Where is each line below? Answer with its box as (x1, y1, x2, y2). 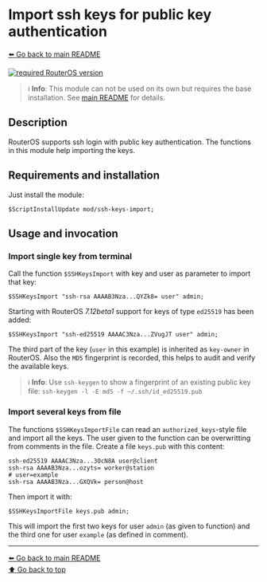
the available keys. (8, 361, 69, 372)
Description (8, 116, 68, 129)
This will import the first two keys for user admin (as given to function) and (8, 521, 250, 531)
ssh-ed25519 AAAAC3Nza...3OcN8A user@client (8, 457, 158, 465)
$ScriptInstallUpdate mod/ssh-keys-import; (8, 205, 155, 213)
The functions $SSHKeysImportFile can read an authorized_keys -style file (8, 424, 247, 434)
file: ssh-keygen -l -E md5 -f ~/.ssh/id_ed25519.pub (27, 387, 203, 396)
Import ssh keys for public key (8, 6, 212, 24)
